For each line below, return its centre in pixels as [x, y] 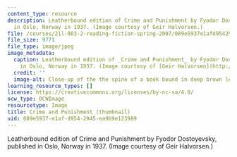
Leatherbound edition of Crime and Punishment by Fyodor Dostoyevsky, [112, 139]
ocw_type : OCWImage [36, 99]
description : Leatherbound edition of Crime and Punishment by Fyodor [113, 20]
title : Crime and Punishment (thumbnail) [69, 112]
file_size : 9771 [31, 40]
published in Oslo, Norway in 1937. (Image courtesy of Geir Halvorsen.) [110, 146]
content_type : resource [42, 14]
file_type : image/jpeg [41, 46]
